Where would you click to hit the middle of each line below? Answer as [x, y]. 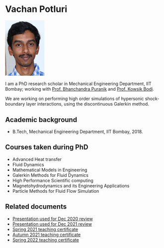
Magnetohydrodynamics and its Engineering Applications [71, 186]
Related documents [36, 207]
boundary [15, 104]
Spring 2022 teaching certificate [46, 240]
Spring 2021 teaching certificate [45, 229]
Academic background [41, 120]
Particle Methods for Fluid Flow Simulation [56, 191]
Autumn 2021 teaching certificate [46, 235]
